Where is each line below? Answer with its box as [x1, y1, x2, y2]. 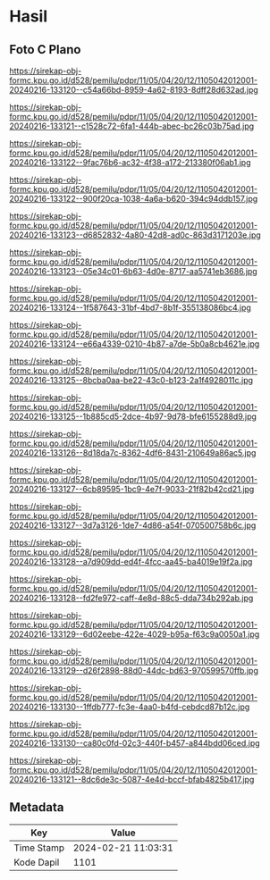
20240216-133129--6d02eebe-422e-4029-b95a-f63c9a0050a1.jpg [9, 629, 260, 640]
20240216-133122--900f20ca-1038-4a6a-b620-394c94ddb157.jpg [9, 194, 258, 204]
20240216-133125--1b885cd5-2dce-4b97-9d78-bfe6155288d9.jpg [9, 411, 257, 422]
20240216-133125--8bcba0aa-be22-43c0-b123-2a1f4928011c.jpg [9, 375, 253, 385]
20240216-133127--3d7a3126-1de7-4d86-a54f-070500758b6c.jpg [9, 520, 257, 531]
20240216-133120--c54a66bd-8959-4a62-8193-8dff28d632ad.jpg [9, 85, 259, 95]
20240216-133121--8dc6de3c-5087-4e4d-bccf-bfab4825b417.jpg [9, 775, 255, 784]
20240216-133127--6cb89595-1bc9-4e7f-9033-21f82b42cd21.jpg [9, 484, 255, 494]
